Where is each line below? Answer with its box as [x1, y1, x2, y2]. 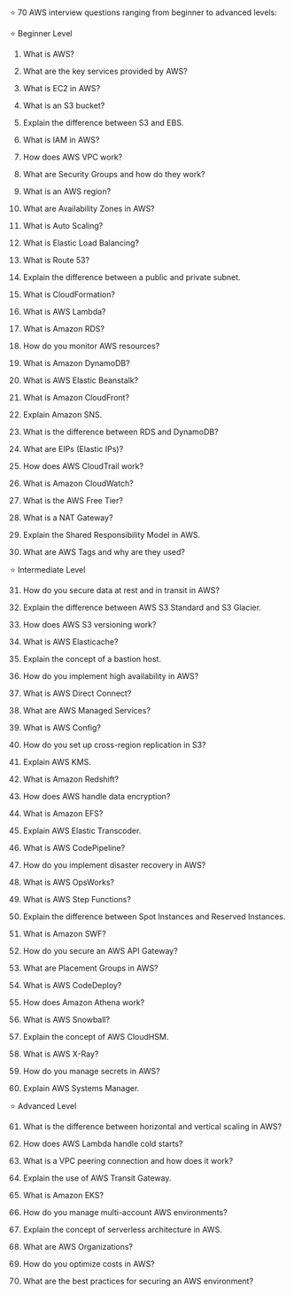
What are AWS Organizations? [22, 1242, 134, 1252]
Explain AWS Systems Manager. [22, 1083, 140, 1093]
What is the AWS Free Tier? [22, 495, 123, 505]
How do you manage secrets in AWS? [22, 1066, 160, 1076]
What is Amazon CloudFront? [22, 393, 130, 402]
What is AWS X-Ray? [22, 1049, 99, 1059]
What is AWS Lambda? [22, 307, 106, 316]
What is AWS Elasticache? [22, 636, 119, 647]
